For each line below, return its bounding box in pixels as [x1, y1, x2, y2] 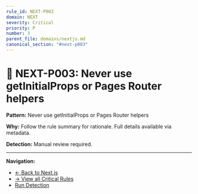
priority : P [6, 25, 35, 31]
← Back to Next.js [14, 169, 58, 176]
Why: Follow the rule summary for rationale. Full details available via [6, 123, 172, 130]
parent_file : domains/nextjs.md [6, 36, 85, 42]
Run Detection [14, 181, 49, 189]
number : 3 [6, 31, 31, 37]
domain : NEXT [6, 14, 38, 20]
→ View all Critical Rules [14, 175, 74, 182]
